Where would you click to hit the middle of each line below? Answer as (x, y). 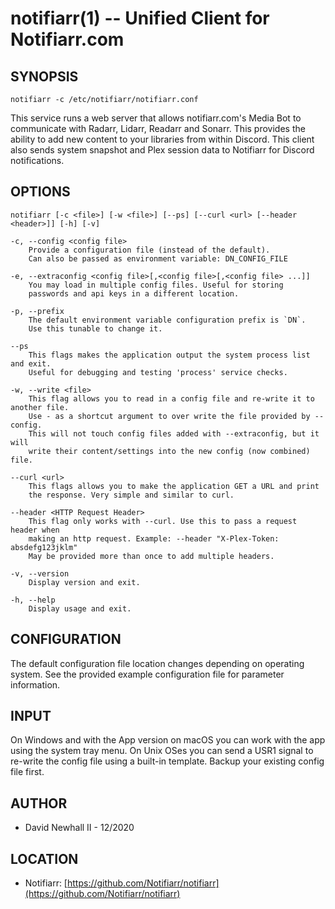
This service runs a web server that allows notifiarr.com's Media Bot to (156, 118)
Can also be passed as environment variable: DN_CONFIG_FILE (158, 258)
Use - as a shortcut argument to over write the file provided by (169, 416)
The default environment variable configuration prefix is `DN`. (167, 320)
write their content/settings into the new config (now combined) (169, 451)
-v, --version (40, 573)
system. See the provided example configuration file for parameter (147, 674)
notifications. (37, 160)
